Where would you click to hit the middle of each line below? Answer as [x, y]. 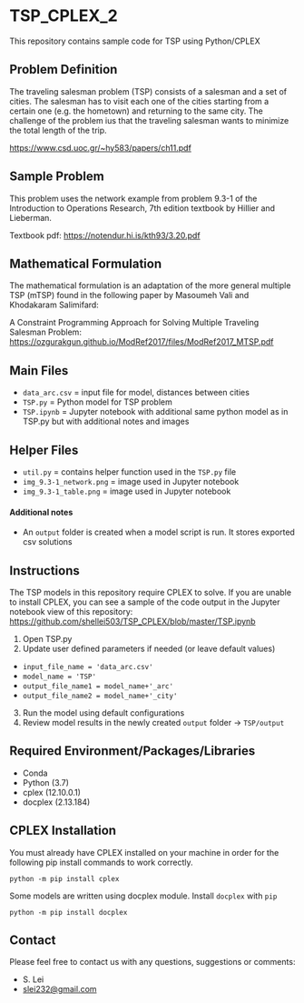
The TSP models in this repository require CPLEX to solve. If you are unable [151, 593]
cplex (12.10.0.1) [52, 792]
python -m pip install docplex [69, 912]
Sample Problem [57, 177]
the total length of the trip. [58, 130]
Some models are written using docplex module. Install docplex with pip [143, 896]
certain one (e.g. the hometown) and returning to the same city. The [136, 111]
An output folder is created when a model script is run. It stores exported [158, 532]
